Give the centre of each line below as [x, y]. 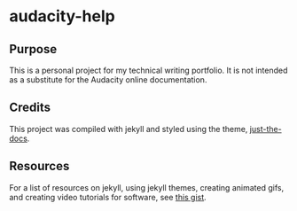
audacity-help [62, 16]
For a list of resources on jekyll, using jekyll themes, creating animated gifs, [147, 187]
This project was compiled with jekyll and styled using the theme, [129, 129]
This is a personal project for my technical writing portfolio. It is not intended [148, 70]
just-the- [266, 129]
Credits [30, 108]
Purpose [33, 49]
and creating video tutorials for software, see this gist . [108, 197]
